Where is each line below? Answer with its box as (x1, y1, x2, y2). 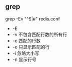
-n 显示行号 (12, 56, 37, 62)
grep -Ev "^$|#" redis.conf (5, 15, 60, 21)
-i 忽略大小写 (12, 50, 39, 56)
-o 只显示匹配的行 (12, 43, 50, 50)
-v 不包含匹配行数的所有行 (12, 31, 67, 37)
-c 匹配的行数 (12, 37, 41, 43)
